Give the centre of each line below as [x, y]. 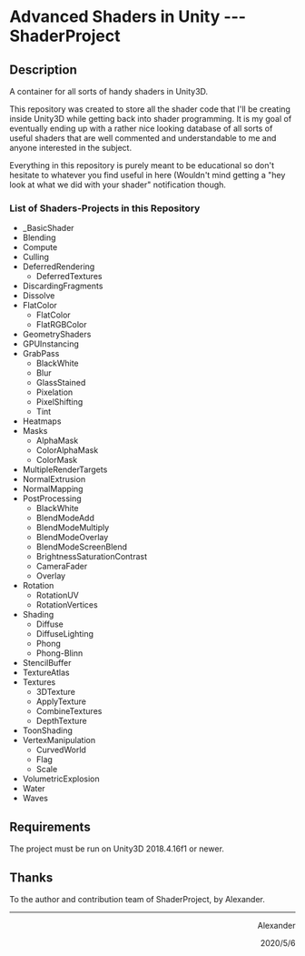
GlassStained [61, 383]
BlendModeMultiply [73, 528]
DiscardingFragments [63, 286]
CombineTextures [69, 711]
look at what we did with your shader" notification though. [118, 185]
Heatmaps [42, 421]
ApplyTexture [61, 701]
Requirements [50, 826]
